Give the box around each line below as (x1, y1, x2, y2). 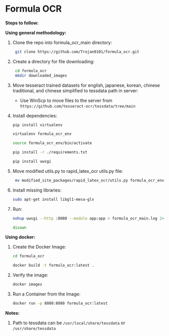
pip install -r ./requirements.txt (12, 150, 88, 155)
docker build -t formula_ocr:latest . (12, 263, 94, 268)
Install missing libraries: (12, 187, 62, 193)
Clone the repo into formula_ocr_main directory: (12, 39, 112, 46)
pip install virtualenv (12, 122, 63, 127)
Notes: (5, 310, 20, 316)
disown (12, 225, 27, 230)
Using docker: (5, 234, 35, 240)
